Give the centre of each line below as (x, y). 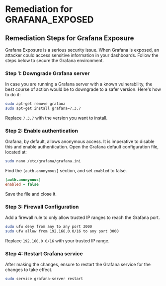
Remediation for (39, 9)
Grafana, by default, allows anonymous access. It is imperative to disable (80, 142)
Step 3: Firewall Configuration (42, 207)
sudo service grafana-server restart (44, 279)
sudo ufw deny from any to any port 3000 (49, 227)
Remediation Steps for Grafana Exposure (70, 38)
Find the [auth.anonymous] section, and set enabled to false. (66, 171)
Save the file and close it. (31, 194)
